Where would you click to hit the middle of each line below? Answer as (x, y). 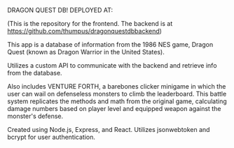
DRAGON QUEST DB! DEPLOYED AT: (60, 10)
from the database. (35, 73)
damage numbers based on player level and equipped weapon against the (114, 109)
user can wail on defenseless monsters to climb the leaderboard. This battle (117, 94)
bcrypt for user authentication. (51, 137)
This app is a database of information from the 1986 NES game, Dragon (110, 44)
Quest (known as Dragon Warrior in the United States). (86, 52)
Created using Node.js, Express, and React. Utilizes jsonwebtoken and (109, 129)
